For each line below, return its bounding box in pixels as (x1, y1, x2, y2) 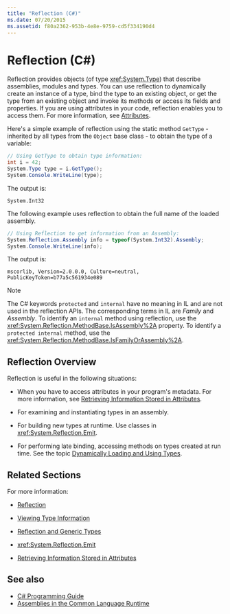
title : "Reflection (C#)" (7, 10, 81, 17)
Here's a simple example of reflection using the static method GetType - (7, 125, 209, 133)
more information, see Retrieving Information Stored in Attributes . (16, 395, 203, 403)
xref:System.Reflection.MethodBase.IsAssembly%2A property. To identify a (7, 322, 222, 330)
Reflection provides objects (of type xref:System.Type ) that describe (7, 75, 201, 83)
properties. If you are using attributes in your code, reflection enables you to (7, 104, 223, 113)
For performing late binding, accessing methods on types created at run (16, 442, 221, 450)
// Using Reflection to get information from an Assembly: (7, 230, 180, 237)
